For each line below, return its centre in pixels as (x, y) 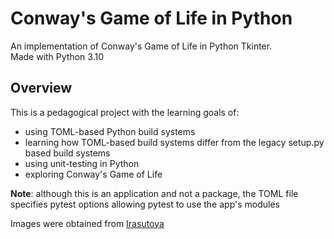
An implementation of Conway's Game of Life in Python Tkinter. (141, 46)
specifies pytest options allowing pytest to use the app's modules (145, 204)
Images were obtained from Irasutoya (87, 223)
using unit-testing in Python (82, 163)
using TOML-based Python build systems (110, 131)
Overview (41, 88)
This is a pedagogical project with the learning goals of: (125, 112)
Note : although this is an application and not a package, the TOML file (154, 193)
